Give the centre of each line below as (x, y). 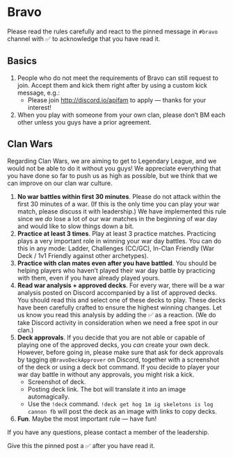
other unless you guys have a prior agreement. (84, 122)
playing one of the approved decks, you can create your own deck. (113, 344)
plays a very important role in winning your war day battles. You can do (119, 241)
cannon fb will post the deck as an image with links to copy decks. (122, 411)
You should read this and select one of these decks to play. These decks (121, 300)
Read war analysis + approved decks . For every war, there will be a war (121, 285)
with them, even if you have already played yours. (88, 278)
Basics (22, 61)
